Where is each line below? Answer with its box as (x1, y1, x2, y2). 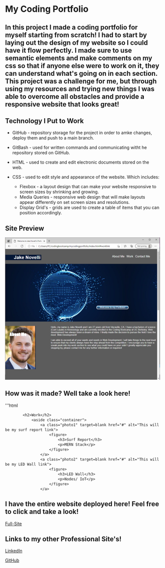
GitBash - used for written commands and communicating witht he (12, 144, 147, 151)
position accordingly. (19, 210, 62, 216)
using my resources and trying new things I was (5, 85, 155, 93)
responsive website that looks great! (5, 100, 119, 108)
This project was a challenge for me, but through (5, 77, 157, 85)
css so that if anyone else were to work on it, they (5, 62, 160, 70)
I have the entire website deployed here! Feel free (5, 500, 160, 508)
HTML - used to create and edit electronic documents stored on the (12, 159, 149, 166)
